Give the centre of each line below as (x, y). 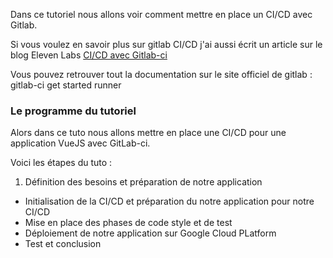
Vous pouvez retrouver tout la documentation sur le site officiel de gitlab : (161, 74)
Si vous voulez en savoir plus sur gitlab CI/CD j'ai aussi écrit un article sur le (166, 44)
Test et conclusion (63, 244)
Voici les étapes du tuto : (61, 163)
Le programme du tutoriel (73, 111)
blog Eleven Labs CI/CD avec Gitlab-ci (89, 55)
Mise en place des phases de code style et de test (128, 223)
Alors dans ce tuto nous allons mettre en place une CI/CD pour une (148, 133)
